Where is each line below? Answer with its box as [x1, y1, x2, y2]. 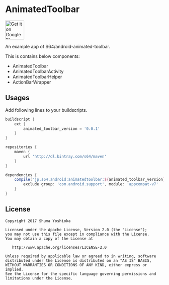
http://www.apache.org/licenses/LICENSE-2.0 [12, 245, 107, 250]
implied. [5, 267, 24, 272]
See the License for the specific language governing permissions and [5, 271, 156, 276]
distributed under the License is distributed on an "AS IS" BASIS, [5, 258, 152, 263]
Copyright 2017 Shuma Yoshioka [5, 218, 71, 224]
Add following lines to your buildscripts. [5, 107, 88, 113]
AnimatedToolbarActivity [12, 68, 64, 74]
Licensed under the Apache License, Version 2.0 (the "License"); [5, 227, 147, 232]
